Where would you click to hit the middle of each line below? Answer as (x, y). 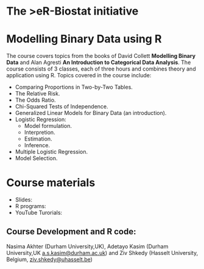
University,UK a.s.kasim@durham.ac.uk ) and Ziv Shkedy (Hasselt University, (102, 253)
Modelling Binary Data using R (84, 39)
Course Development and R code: (71, 232)
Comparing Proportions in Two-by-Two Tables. (74, 87)
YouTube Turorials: (39, 213)
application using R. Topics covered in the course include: (79, 75)
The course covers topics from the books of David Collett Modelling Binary (101, 56)
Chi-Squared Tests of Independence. (62, 107)
